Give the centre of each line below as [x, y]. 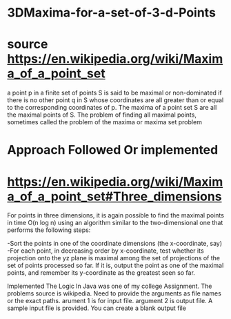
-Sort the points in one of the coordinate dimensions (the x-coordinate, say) [115, 244]
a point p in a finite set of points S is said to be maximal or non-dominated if [114, 93]
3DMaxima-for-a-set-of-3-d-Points [111, 13]
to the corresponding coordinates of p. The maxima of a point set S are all [112, 108]
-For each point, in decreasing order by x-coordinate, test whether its [106, 251]
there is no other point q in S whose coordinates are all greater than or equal [115, 100]
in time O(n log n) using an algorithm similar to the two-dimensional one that [115, 223]
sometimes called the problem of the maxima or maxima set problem [104, 122]
